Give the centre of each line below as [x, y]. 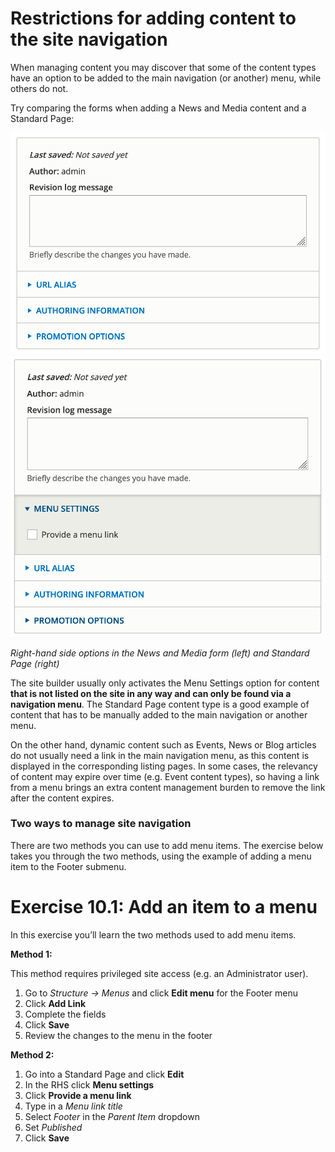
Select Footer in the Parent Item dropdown [112, 1116]
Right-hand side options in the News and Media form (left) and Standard [160, 653]
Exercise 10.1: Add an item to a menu [164, 907]
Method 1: [31, 954]
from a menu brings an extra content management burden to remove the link [168, 787]
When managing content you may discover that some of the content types [163, 67]
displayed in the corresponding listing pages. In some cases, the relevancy [164, 766]
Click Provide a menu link [78, 1095]
